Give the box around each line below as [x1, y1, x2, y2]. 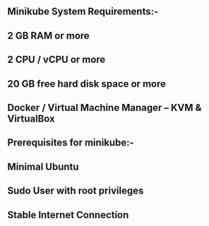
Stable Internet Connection [7, 208, 129, 221]
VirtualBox [7, 112, 55, 124]
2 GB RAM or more [7, 30, 90, 42]
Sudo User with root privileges [7, 185, 144, 197]
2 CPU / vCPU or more [7, 54, 106, 66]
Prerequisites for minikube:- [7, 137, 134, 149]
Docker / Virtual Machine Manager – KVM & [7, 102, 202, 114]
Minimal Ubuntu [7, 160, 79, 172]
